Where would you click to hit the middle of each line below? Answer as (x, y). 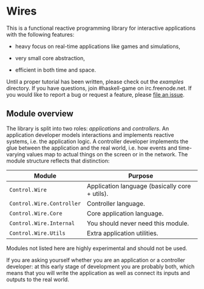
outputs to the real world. (38, 279)
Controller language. (116, 203)
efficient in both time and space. (55, 70)
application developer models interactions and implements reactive (90, 134)
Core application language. (125, 213)
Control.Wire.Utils (37, 233)
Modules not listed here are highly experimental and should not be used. (97, 248)
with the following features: (40, 34)
